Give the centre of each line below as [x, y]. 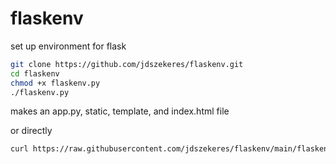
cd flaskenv [35, 73]
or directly [31, 131]
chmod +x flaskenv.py [55, 83]
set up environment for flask [68, 46]
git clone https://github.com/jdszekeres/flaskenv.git [127, 64]
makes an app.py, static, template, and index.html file [120, 111]
